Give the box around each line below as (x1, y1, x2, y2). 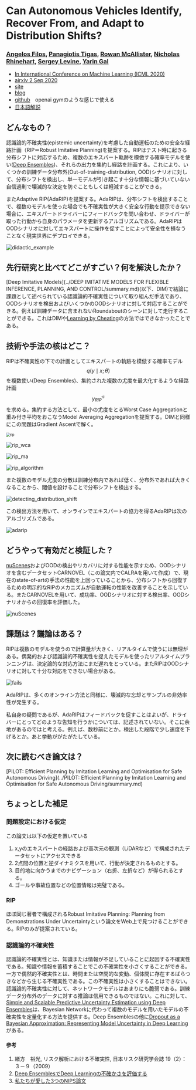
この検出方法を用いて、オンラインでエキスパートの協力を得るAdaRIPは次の (6, 507, 187, 514)
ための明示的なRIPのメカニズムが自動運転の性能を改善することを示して (11, 584, 183, 591)
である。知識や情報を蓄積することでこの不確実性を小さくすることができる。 (6, 963, 191, 970)
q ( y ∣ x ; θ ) (87, 367, 110, 374)
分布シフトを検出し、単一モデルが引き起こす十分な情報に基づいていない (16, 176, 190, 183)
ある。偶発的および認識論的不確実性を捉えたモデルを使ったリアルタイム (6, 653, 180, 659)
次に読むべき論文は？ (6, 752, 83, 762)
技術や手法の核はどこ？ (6, 341, 91, 351)
